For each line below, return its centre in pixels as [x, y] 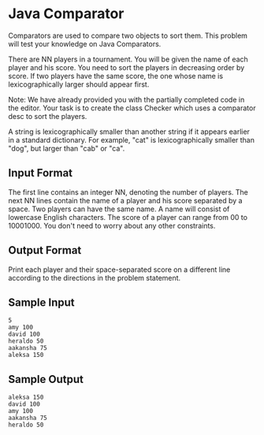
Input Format [41, 173]
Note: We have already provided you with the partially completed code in [126, 99]
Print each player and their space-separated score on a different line [119, 270]
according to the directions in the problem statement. [95, 277]
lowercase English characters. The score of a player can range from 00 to [128, 217]
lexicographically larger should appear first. [79, 84]
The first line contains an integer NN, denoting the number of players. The [128, 192]
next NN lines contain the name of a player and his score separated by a [125, 200]
